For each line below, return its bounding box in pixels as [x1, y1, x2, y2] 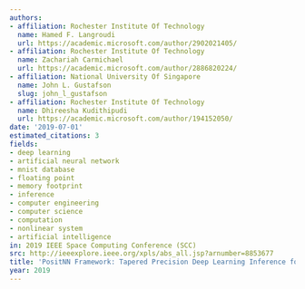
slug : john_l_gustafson [17, 89, 107, 98]
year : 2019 [9, 266, 51, 275]
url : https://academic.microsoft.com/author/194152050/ [17, 114, 233, 123]
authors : [9, 13, 43, 23]
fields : [9, 140, 39, 149]
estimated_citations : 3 [9, 131, 100, 140]
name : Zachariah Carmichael [17, 55, 124, 64]
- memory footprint [9, 182, 84, 191]
